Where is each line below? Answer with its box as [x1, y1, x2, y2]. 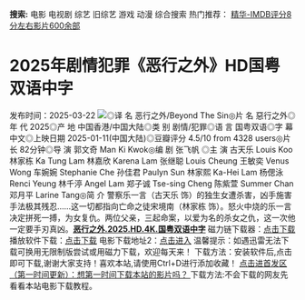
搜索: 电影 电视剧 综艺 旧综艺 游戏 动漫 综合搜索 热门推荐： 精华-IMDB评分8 [9, 9, 292, 19]
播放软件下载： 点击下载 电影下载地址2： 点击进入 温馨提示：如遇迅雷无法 [9, 235, 281, 245]
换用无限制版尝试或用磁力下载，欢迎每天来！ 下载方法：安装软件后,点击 [25, 245, 292, 257]
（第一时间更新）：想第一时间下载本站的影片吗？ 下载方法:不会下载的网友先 [9, 268, 289, 280]
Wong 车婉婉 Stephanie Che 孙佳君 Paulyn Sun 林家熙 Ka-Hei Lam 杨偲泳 [9, 166, 284, 177]
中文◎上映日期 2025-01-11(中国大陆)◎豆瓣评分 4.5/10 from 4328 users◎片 [9, 132, 291, 144]
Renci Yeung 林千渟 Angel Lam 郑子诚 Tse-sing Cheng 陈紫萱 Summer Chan [9, 177, 294, 189]
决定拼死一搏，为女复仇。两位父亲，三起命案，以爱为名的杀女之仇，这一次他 [9, 212, 296, 223]
